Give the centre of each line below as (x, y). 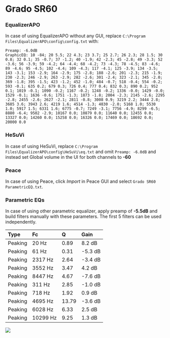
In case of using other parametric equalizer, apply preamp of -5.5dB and (81, 211)
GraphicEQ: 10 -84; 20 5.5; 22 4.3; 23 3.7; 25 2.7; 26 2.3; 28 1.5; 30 (84, 55)
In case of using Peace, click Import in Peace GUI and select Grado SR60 (81, 181)
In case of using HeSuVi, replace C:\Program (52, 146)
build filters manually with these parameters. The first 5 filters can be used (83, 216)
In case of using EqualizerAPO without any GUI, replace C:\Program (76, 36)
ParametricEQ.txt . (24, 187)
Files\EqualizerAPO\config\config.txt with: (52, 41)
